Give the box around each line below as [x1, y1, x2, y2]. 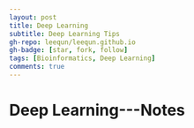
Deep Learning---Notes [9, 101, 185, 120]
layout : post [9, 12, 57, 22]
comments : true [9, 63, 65, 72]
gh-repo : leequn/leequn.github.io [9, 37, 137, 47]
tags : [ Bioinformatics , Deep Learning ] [9, 54, 156, 63]
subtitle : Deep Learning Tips [9, 29, 121, 38]
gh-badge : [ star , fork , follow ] [9, 46, 128, 55]
